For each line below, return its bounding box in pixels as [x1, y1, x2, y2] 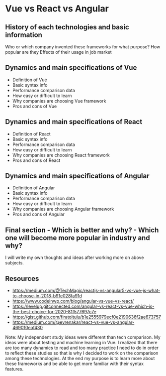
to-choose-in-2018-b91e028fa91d [12, 293, 82, 299]
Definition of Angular [12, 185, 55, 191]
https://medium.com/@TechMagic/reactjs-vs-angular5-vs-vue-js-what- [12, 287, 161, 294]
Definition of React [12, 130, 51, 137]
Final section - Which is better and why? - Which [5, 226, 159, 234]
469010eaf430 [12, 325, 43, 331]
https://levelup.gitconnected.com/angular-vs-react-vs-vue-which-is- [12, 303, 155, 309]
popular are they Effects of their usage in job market [5, 49, 112, 55]
